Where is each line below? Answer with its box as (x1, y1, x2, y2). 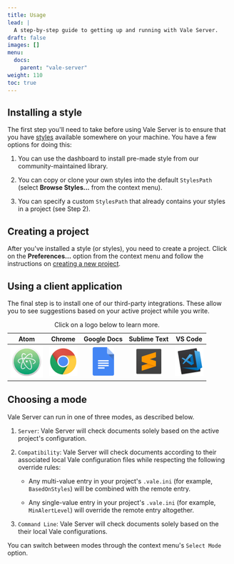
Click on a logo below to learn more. (54, 320, 160, 329)
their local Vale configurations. (17, 527, 108, 535)
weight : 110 (7, 71, 43, 78)
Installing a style (7, 106, 83, 118)
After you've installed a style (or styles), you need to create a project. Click (7, 245, 227, 253)
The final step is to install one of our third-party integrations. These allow (7, 299, 223, 307)
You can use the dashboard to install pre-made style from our (17, 154, 199, 163)
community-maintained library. (17, 162, 108, 170)
